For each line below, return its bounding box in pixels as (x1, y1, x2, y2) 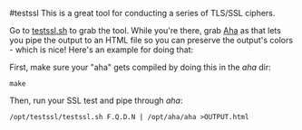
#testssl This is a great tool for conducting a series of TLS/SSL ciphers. (9, 8, 276, 18)
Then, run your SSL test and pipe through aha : (9, 95, 183, 106)
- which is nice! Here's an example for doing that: (9, 44, 193, 55)
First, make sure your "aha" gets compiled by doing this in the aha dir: (9, 62, 272, 72)
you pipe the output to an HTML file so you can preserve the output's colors (9, 35, 293, 45)
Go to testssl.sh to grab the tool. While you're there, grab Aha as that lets (9, 25, 281, 35)
